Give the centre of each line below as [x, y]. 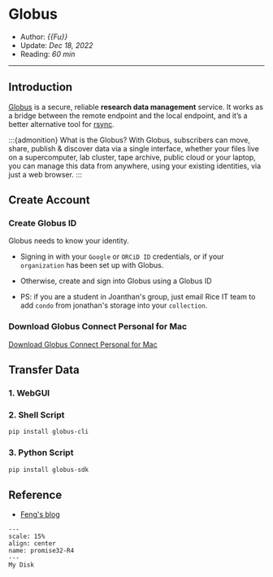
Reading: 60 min [48, 54]
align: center [32, 544]
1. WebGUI [29, 393]
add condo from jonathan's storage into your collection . [114, 305]
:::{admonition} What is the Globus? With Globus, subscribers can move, [129, 140]
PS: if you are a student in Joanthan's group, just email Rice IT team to [138, 297]
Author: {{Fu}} [44, 37]
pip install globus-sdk [49, 470]
